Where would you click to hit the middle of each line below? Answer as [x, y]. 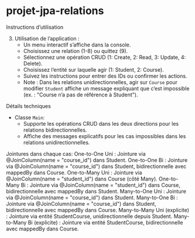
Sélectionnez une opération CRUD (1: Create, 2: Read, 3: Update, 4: [105, 57]
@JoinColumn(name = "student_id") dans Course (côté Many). [82, 179]
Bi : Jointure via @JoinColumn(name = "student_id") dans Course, [100, 185]
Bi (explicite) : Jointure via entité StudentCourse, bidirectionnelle [105, 222]
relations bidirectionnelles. [55, 130]
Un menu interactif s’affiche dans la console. [77, 45]
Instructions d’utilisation [35, 27]
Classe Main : [30, 117]
